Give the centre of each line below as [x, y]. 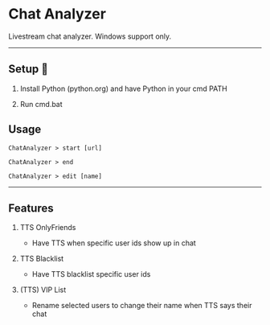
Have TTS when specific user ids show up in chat [114, 243]
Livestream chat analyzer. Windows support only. [90, 36]
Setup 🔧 [29, 69]
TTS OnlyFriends [48, 228]
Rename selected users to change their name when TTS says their [142, 306]
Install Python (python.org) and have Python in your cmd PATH [123, 88]
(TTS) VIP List [43, 290]
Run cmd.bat [41, 104]
